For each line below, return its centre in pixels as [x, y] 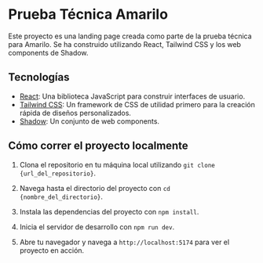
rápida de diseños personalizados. [75, 113]
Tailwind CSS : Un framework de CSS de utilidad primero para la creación [137, 104]
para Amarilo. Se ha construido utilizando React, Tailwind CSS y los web [125, 44]
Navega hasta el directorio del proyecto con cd [95, 188]
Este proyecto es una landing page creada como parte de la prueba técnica [130, 36]
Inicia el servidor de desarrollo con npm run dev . [97, 227]
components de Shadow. [48, 52]
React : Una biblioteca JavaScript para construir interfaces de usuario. [132, 96]
